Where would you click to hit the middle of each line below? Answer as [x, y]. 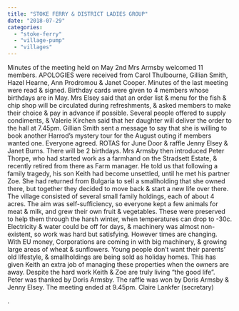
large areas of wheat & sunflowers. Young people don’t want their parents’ [117, 249]
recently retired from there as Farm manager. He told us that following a [113, 166]
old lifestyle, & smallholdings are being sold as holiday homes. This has [112, 257]
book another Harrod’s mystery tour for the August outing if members [110, 136]
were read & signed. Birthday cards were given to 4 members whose [108, 90]
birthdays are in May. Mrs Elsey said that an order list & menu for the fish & [117, 98]
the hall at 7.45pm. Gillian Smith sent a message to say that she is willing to [117, 128]
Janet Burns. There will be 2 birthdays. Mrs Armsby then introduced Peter [116, 151]
